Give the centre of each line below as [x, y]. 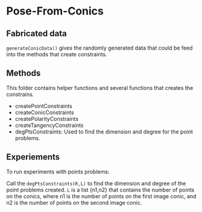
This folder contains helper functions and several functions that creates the [100, 88]
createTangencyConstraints [49, 125]
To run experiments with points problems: [58, 172]
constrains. [20, 94]
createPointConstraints [43, 106]
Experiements [33, 157]
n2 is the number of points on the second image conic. [74, 202]
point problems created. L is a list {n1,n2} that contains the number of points [100, 190]
